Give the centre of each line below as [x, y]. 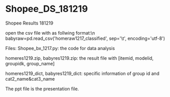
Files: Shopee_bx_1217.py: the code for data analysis [60, 48]
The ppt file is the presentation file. [42, 89]
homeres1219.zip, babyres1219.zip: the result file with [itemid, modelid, [79, 58]
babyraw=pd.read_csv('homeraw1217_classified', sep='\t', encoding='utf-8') [85, 38]
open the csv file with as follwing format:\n [50, 33]
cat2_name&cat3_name [30, 79]
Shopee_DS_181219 [47, 9]
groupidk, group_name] [30, 63]
